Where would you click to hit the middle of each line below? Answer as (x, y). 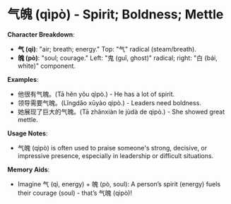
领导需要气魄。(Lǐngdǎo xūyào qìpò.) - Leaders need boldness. (109, 102)
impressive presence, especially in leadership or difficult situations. (115, 155)
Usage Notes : (28, 133)
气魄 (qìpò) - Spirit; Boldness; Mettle (115, 14)
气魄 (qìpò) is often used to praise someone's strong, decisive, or (112, 148)
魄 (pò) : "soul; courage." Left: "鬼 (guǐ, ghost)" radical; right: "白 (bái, (117, 58)
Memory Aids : (29, 169)
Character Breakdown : (41, 34)
